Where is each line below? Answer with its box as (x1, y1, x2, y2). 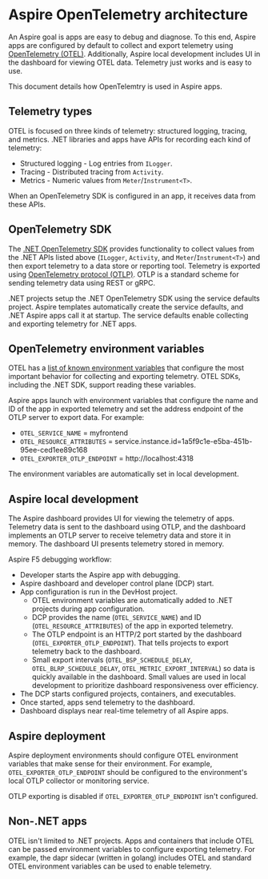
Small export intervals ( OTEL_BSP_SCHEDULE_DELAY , (31, 655, 193, 665)
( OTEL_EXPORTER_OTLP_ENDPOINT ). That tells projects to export (31, 638, 230, 648)
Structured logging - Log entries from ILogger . (19, 158, 174, 168)
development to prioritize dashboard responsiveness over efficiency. (31, 681, 258, 690)
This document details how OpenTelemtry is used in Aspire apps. (8, 82, 222, 91)
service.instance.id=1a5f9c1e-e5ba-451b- (114, 437, 253, 446)
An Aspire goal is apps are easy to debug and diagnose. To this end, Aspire (8, 32, 256, 42)
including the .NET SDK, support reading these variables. (8, 380, 197, 390)
